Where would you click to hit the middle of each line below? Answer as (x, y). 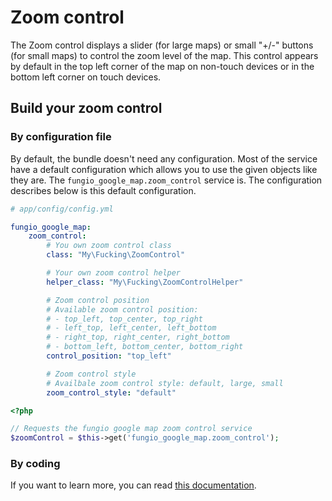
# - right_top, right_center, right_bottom (138, 337)
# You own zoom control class (109, 246)
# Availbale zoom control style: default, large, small (165, 383)
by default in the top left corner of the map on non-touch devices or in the (162, 66)
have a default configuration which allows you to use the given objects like (164, 169)
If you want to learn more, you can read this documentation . (133, 485)
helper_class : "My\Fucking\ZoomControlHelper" (145, 282)
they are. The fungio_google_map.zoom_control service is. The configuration (166, 180)
